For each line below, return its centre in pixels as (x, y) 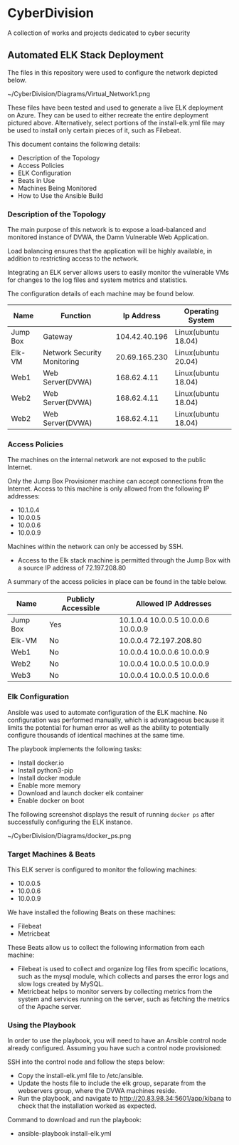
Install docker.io (41, 763)
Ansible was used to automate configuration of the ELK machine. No (107, 712)
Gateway (58, 337)
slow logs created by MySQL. (61, 983)
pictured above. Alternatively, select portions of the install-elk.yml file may (116, 122)
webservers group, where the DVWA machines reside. (97, 1091)
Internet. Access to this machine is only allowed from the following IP (108, 488)
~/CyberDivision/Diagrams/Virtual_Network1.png (79, 93)
